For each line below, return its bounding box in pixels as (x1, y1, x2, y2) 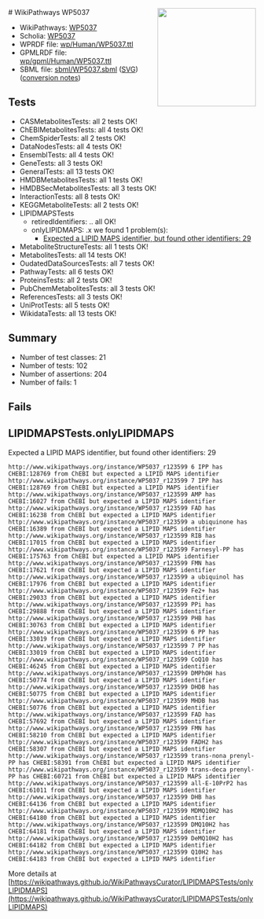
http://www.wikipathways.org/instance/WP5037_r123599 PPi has (8, 601, 216, 608)
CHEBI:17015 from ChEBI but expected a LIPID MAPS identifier (8, 539, 216, 546)
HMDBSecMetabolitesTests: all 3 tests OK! (19, 183, 157, 193)
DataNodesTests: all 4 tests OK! (19, 142, 123, 151)
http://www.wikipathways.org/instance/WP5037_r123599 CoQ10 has (8, 656, 223, 664)
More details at (8, 869, 57, 878)
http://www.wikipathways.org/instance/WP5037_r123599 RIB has (8, 531, 216, 539)
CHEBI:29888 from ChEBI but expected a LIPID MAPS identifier (8, 607, 216, 616)
